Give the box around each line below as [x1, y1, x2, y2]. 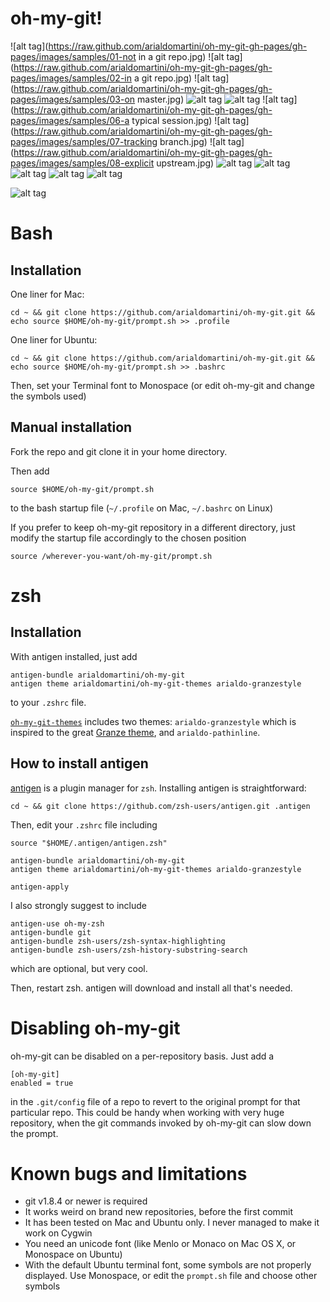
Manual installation [10, 419, 133, 436]
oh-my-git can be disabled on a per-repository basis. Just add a [10, 1050, 275, 1062]
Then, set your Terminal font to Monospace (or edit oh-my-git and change [10, 379, 315, 391]
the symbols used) [10, 390, 87, 402]
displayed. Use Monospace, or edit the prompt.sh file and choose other [24, 1270, 318, 1282]
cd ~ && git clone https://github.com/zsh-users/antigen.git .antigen [10, 801, 311, 811]
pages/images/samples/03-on [10, 93, 136, 105]
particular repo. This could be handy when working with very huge [10, 1106, 285, 1118]
